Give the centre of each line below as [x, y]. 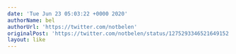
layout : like [26, 40]
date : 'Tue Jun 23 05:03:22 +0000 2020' [68, 14]
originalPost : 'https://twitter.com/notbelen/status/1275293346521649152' [120, 33]
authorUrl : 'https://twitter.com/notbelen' [72, 27]
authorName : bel [31, 20]
